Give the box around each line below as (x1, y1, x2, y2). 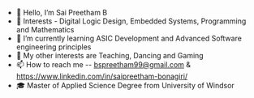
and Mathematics (15, 25, 75, 34)
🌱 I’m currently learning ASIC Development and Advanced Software (15, 33, 242, 43)
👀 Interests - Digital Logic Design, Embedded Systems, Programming (15, 16, 247, 26)
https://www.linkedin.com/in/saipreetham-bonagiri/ (15, 71, 188, 81)
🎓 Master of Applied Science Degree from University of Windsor (15, 81, 235, 90)
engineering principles (15, 42, 92, 52)
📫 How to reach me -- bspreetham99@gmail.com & (15, 60, 192, 69)
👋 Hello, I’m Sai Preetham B (15, 8, 108, 17)
